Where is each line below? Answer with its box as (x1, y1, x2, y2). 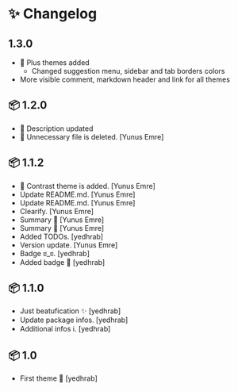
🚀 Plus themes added (19, 58, 90, 67)
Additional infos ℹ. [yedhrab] (19, 324, 111, 334)
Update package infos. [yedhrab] (19, 315, 129, 325)
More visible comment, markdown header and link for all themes (19, 75, 230, 84)
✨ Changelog (8, 5, 98, 23)
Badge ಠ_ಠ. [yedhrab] (19, 248, 90, 258)
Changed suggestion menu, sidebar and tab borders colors (31, 67, 225, 75)
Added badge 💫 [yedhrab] (19, 257, 106, 266)
